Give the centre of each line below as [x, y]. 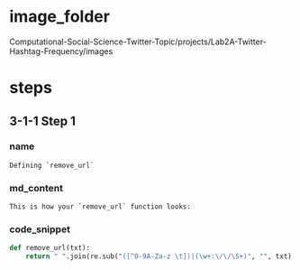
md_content [36, 188]
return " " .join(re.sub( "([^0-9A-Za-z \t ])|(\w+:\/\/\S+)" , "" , [149, 256]
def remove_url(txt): [50, 248]
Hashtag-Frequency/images [61, 51]
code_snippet [40, 229]
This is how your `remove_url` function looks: [100, 207]
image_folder [60, 17]
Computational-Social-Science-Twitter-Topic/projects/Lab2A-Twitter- [138, 42]
